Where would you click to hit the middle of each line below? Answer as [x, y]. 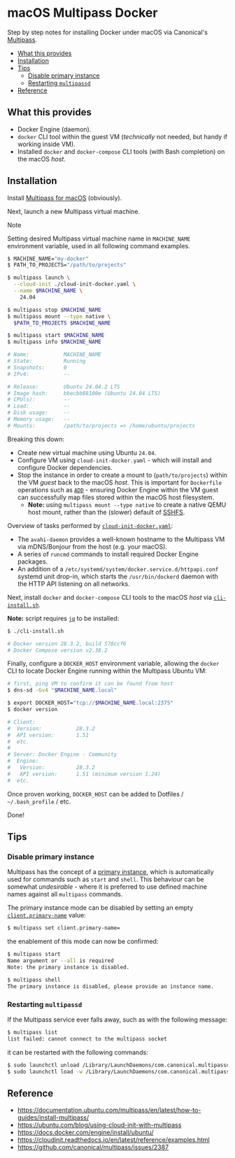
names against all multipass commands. [65, 894]
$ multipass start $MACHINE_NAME [56, 336]
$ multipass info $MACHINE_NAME [54, 342]
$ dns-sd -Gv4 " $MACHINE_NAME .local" [62, 690]
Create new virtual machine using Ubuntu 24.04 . [87, 452]
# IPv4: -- [39, 374]
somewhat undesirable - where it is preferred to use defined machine [107, 887]
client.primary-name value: [47, 915]
